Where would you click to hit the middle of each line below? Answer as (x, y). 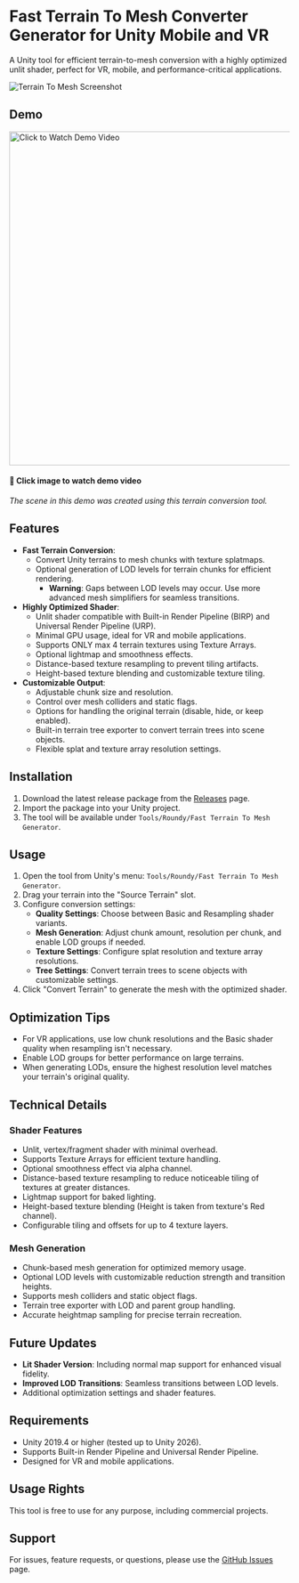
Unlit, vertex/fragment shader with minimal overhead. (120, 1149)
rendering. (54, 578)
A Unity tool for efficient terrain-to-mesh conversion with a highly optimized (148, 60)
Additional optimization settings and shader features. (119, 1392)
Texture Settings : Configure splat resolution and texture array (149, 952)
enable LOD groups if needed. (90, 942)
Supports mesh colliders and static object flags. (109, 1296)
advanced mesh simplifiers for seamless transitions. (144, 597)
